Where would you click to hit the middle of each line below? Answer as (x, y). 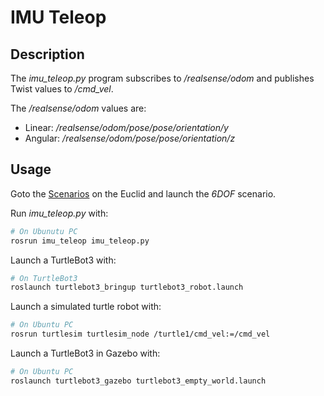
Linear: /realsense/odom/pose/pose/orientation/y (126, 127)
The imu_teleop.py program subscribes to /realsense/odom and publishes (162, 78)
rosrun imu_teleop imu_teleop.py (80, 241)
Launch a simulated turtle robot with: (86, 307)
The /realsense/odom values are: (78, 108)
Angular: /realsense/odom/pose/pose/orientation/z (130, 138)
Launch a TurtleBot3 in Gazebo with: (85, 353)
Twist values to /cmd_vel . (62, 89)
